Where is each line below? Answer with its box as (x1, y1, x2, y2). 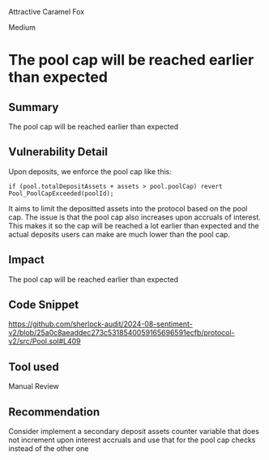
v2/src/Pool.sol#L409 (8, 336, 81, 347)
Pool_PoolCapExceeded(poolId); (8, 190, 114, 198)
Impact (8, 253, 45, 266)
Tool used (8, 360, 59, 373)
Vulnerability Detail (8, 145, 108, 159)
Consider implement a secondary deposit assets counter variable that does (8, 427, 259, 437)
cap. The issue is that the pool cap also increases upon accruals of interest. (8, 212, 261, 222)
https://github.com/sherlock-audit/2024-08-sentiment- (8, 319, 193, 329)
